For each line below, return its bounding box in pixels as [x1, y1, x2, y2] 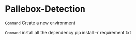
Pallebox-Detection [5, 3, 86, 15]
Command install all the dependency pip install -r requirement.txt [5, 29, 131, 35]
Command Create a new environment [5, 20, 75, 26]
